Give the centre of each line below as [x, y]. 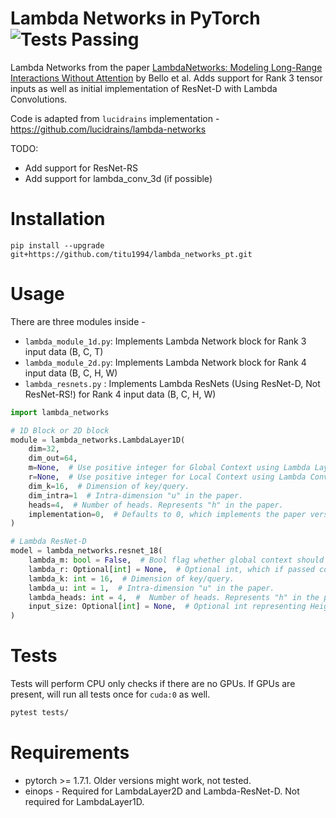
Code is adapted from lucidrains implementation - [115, 118]
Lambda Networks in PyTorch [135, 18]
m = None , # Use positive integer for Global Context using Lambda [169, 468]
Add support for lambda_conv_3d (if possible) [118, 178]
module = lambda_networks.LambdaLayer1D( [98, 440]
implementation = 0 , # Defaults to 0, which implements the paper [167, 514]
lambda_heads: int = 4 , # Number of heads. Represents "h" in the [174, 597]
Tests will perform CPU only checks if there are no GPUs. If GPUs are [153, 684]
